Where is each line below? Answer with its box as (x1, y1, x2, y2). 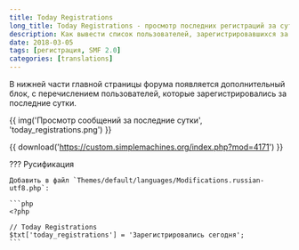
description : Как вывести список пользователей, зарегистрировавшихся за (9, 29, 289, 38)
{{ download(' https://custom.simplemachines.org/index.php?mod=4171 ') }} (9, 141, 284, 152)
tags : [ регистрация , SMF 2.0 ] (9, 46, 122, 55)
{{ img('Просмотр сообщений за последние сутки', (9, 115, 203, 125)
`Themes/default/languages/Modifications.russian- (72, 176, 265, 185)
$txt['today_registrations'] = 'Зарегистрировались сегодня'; (9, 230, 245, 239)
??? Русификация (9, 159, 74, 169)
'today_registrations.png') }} (9, 125, 112, 134)
